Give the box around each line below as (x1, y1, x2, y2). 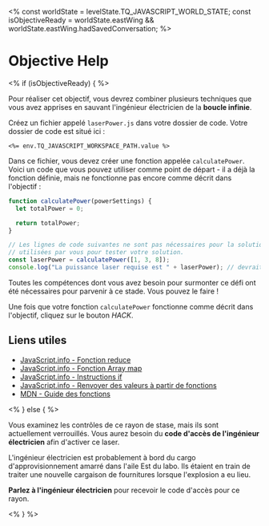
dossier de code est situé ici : (8, 126, 106, 136)
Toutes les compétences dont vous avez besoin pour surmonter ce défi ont (8, 277, 256, 287)
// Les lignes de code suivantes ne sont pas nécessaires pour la (8, 241, 235, 249)
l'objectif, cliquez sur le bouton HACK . (8, 310, 134, 320)
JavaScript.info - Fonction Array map (19, 363, 143, 373)
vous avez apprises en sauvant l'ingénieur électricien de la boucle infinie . (8, 102, 252, 111)
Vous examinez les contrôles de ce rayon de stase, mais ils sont (8, 420, 219, 430)
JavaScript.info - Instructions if (19, 372, 122, 382)
